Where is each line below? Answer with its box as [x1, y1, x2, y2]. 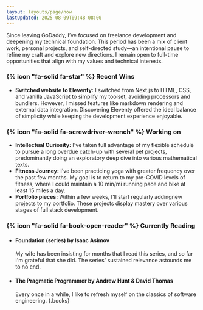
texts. [15, 161, 29, 168]
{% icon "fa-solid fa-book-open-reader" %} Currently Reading [6, 222, 196, 230]
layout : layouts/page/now [6, 9, 72, 15]
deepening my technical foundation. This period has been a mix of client [6, 38, 187, 45]
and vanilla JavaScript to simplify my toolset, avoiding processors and [15, 93, 190, 100]
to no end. [15, 263, 41, 270]
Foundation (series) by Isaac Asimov [15, 236, 110, 244]
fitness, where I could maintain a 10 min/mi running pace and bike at [15, 181, 186, 188]
